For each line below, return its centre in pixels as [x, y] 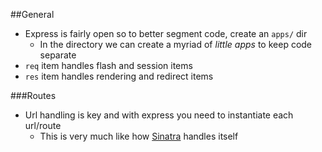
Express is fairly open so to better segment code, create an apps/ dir [166, 33]
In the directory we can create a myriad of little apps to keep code [176, 44]
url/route [43, 125]
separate [58, 55]
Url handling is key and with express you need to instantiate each [159, 115]
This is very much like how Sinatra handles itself [139, 136]
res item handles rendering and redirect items [119, 76]
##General [32, 14]
